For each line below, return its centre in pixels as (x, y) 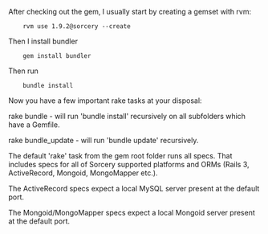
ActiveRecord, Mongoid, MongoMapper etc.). (83, 173)
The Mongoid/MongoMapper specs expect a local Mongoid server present (132, 213)
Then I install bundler (43, 41)
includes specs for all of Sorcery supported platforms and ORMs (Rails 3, (129, 164)
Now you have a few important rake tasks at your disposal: (105, 101)
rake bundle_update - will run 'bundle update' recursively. (104, 140)
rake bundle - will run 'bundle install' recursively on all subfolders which (127, 116)
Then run (23, 71)
